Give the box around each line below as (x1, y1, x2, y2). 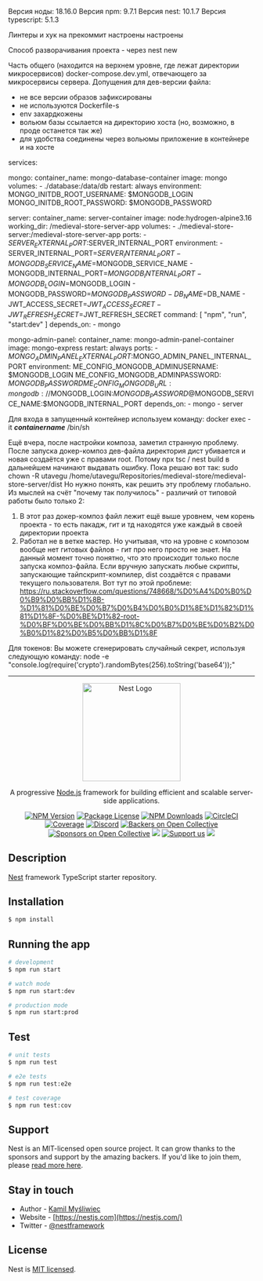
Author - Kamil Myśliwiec (19, 1204, 101, 1213)
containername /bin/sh (13, 422, 90, 432)
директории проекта (19, 527, 89, 537)
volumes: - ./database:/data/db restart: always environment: (8, 181, 202, 191)
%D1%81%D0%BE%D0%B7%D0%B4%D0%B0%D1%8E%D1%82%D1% (19, 603, 254, 612)
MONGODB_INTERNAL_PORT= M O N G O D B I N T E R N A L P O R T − (8, 268, 202, 280)
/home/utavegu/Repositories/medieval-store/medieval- (69, 471, 247, 480)
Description (8, 852, 67, 865)
